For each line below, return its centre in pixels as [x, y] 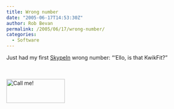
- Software [26, 40]
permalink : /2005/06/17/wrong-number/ [56, 29]
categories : [21, 35]
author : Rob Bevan [30, 23]
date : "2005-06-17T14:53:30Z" [45, 18]
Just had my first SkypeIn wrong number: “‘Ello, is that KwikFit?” [87, 58]
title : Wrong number [33, 12]
